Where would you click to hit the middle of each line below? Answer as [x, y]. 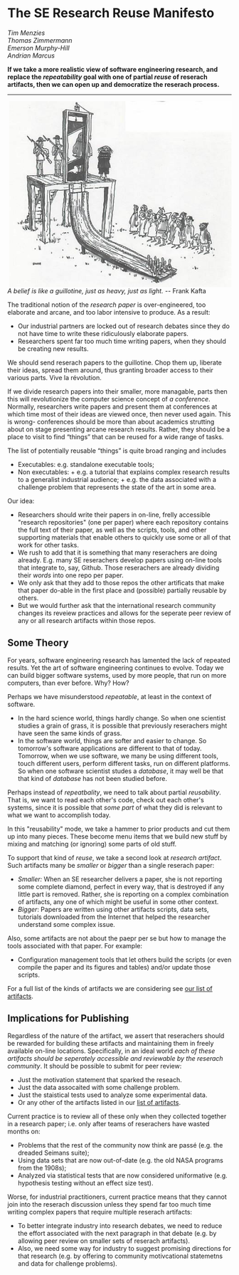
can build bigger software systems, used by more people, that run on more [117, 675]
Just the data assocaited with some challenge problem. [99, 1087]
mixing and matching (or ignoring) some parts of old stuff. [92, 844]
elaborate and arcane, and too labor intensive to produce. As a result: [109, 312]
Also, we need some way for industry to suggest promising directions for [124, 1248]
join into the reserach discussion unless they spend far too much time [109, 1204]
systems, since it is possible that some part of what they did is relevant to [115, 807]
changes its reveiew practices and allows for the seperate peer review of [124, 613]
